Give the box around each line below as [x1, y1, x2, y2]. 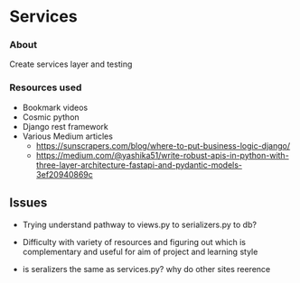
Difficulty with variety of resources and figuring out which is [22, 236, 247, 247]
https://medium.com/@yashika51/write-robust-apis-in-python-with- [35, 150, 289, 160]
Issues [9, 196, 48, 211]
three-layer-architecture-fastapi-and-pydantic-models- [35, 160, 242, 170]
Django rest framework [22, 121, 108, 132]
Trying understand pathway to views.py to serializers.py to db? [22, 219, 258, 230]
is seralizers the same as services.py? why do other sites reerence [22, 263, 271, 274]
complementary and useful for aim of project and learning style [22, 246, 258, 257]
